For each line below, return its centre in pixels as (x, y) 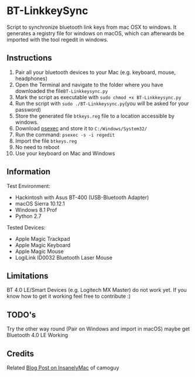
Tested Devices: (26, 227)
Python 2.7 (28, 216)
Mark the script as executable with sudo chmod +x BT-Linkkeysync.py (98, 97)
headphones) (31, 78)
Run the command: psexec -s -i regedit (65, 134)
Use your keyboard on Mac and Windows (65, 153)
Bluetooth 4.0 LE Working (37, 335)
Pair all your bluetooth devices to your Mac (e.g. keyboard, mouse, (95, 72)
